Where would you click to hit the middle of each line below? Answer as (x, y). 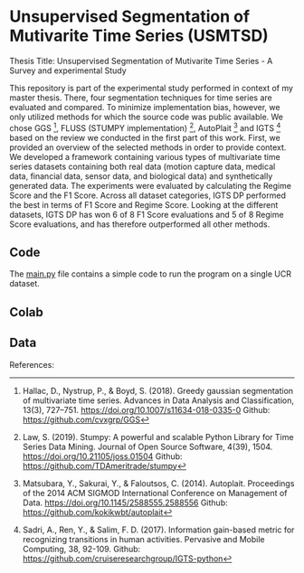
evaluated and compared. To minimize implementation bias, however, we (145, 107)
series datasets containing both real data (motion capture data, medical (142, 166)
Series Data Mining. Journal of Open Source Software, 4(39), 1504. (147, 446)
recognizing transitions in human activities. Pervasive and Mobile (143, 539)
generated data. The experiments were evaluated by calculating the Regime (151, 185)
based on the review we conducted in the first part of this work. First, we (145, 137)
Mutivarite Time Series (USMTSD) (139, 36)
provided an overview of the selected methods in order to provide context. (148, 147)
